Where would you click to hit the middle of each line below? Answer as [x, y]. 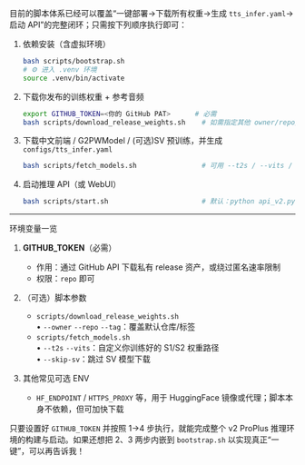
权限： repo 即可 [65, 279]
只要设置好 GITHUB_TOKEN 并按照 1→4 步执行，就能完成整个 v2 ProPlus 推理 [148, 429]
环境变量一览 [33, 229]
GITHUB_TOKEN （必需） [69, 248]
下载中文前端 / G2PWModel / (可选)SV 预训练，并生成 [123, 141]
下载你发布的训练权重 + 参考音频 [83, 96]
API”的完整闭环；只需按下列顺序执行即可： [107, 25]
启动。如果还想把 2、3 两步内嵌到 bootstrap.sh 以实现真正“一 [164, 440]
